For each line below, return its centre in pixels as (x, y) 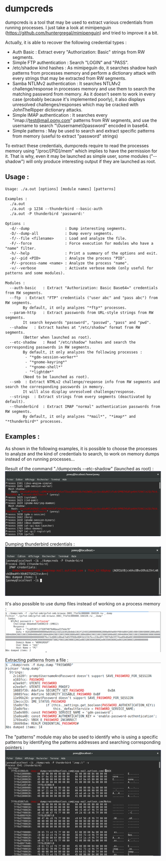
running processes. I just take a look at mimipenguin (58, 27)
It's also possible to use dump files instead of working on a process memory (83, 603)
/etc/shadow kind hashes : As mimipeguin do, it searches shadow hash (84, 68)
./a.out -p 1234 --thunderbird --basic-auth (56, 209)
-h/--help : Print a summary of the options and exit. (84, 253)
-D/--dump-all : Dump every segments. (62, 233)
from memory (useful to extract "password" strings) (65, 136)
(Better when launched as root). (57, 337)
